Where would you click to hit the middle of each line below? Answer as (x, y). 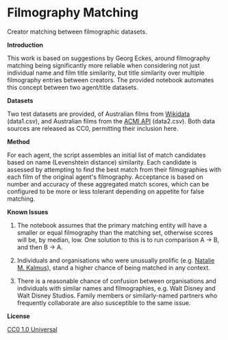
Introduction (25, 45)
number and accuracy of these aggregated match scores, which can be (108, 184)
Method (18, 141)
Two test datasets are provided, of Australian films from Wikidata (99, 114)
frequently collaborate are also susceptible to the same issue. (104, 302)
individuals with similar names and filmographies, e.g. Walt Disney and (116, 288)
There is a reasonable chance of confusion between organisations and (117, 281)
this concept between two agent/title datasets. (73, 87)
